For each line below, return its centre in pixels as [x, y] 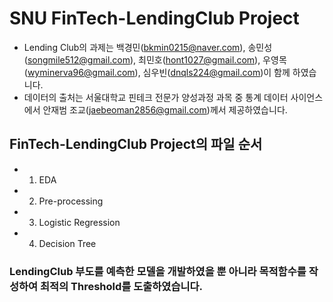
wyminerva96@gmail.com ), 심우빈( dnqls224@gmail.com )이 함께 [159, 72]
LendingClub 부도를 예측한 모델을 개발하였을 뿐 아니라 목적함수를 [158, 271]
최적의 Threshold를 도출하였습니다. [122, 286]
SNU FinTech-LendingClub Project [154, 18]
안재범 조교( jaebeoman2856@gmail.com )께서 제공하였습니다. [165, 109]
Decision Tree [67, 243]
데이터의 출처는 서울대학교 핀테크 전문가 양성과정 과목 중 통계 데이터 [156, 97]
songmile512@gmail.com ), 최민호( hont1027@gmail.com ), [144, 59]
